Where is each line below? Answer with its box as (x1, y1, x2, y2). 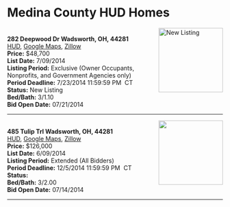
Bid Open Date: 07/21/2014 (7, 100, 84, 108)
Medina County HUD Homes (7, 5, 170, 21)
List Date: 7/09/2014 (7, 56, 66, 64)
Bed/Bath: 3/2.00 (7, 178, 57, 186)
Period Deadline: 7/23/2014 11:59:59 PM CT (7, 78, 133, 86)
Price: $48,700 (7, 49, 50, 58)
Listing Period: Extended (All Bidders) (7, 156, 114, 165)
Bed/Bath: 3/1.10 (7, 93, 54, 101)
